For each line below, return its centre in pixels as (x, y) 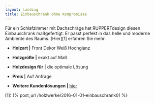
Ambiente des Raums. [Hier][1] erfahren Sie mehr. (55, 38)
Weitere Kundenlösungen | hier (45, 85)
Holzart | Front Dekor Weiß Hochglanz (51, 48)
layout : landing (22, 10)
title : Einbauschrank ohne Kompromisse (46, 14)
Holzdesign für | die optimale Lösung (50, 67)
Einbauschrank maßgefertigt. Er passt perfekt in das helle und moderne (77, 33)
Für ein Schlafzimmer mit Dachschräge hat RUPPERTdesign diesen (73, 28)
